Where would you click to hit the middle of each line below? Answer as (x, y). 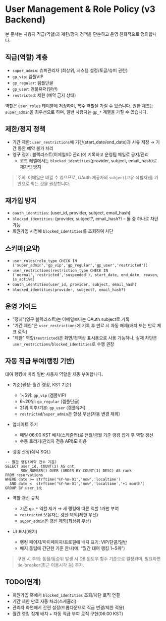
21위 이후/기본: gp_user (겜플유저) (53, 408)
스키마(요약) (23, 248)
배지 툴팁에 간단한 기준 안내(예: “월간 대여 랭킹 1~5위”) (72, 548)
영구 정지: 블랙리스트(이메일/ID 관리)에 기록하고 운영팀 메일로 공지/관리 (81, 154)
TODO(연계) (23, 582)
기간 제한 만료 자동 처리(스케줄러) (44, 601)
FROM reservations (24, 475)
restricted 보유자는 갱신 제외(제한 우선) (59, 514)
